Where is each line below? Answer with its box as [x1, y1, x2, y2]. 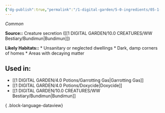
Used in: [5, 64, 31, 73]
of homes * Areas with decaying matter [5, 50, 84, 56]
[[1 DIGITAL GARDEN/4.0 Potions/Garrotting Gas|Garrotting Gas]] [12, 77, 144, 84]
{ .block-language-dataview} [5, 103, 63, 109]
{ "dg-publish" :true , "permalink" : [5, 7, 74, 12]
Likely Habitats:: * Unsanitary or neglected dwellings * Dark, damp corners [5, 45, 158, 51]
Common [5, 21, 24, 27]
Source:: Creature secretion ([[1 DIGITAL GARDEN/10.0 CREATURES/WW [5, 30, 153, 36]
